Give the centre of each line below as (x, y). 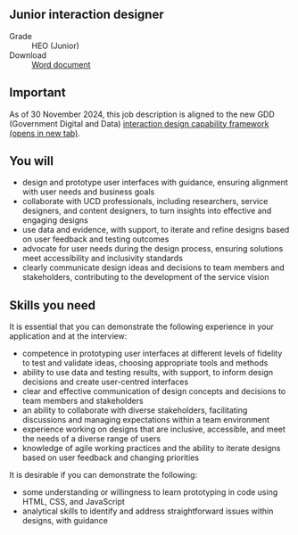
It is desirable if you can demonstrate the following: (103, 475)
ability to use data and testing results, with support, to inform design (148, 373)
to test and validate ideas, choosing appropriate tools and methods (145, 363)
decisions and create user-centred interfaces (105, 382)
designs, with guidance (65, 521)
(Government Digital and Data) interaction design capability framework (139, 123)
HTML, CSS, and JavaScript (73, 502)
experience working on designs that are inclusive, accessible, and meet (153, 429)
